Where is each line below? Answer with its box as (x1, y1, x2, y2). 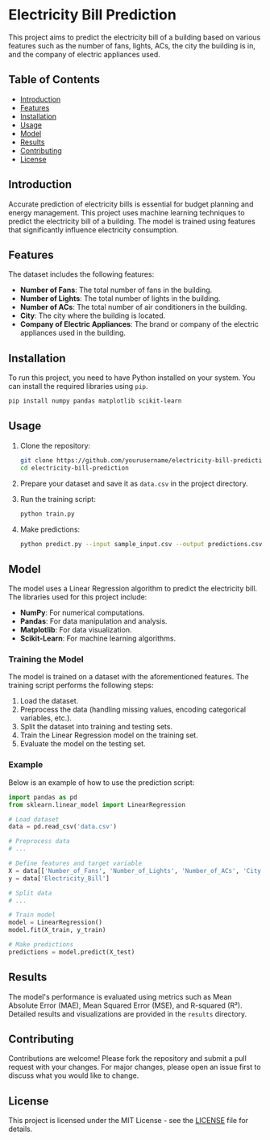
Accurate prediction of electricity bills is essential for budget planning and (8, 199, 254, 209)
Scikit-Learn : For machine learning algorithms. (19, 633, 176, 643)
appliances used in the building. (19, 328, 127, 338)
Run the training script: (19, 494, 97, 503)
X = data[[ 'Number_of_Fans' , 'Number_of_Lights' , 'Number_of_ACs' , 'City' (8, 866, 265, 875)
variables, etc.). (19, 713, 73, 723)
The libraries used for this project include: (8, 592, 147, 602)
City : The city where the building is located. (19, 311, 166, 320)
